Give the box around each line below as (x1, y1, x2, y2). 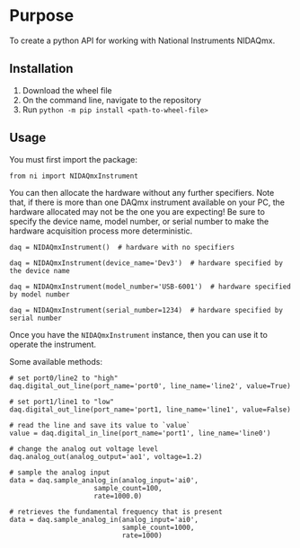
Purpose (9, 5, 75, 26)
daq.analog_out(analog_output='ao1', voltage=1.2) (9, 452, 203, 461)
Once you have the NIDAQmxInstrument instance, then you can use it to (9, 329, 268, 340)
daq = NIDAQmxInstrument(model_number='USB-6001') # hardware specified (9, 282, 292, 291)
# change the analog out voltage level (9, 444, 159, 454)
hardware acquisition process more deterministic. (9, 225, 193, 236)
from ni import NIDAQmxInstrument (9, 172, 139, 181)
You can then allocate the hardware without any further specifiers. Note (9, 187, 275, 198)
